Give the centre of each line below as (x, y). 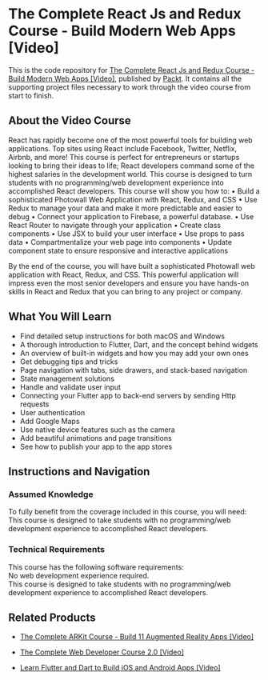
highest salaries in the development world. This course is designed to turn (130, 174)
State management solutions (67, 378)
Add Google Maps (50, 421)
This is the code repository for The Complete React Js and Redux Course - (132, 70)
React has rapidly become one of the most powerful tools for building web (131, 140)
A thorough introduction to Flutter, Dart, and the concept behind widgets (139, 344)
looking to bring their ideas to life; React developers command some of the (131, 166)
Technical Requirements (57, 550)
